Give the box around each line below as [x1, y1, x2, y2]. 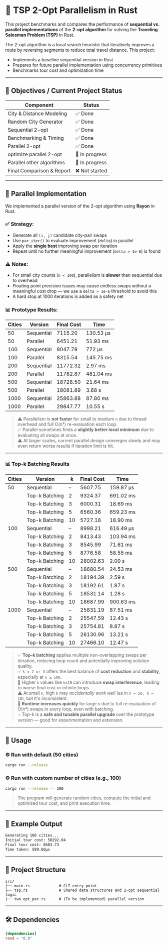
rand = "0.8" [5, 936, 32, 941]
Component [24, 101, 54, 109]
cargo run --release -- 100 [5, 786, 64, 791]
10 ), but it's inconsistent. [17, 695, 68, 701]
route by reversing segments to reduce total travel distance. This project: [5, 47, 155, 53]
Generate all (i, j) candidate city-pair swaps [12, 232, 107, 238]
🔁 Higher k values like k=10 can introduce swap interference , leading [17, 679, 160, 685]
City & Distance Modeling [7, 110, 67, 117]
